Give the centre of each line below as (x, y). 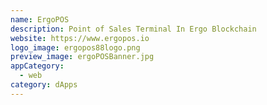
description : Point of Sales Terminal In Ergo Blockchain (133, 29)
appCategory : (37, 66)
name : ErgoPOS (40, 19)
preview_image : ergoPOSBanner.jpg (82, 57)
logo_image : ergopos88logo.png (75, 47)
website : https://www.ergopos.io (80, 38)
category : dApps (44, 85)
